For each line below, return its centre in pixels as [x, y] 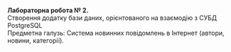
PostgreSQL [25, 25]
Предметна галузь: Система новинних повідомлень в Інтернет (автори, [116, 33]
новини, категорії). [36, 41]
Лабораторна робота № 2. [48, 10]
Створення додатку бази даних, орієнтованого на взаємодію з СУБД [112, 18]
